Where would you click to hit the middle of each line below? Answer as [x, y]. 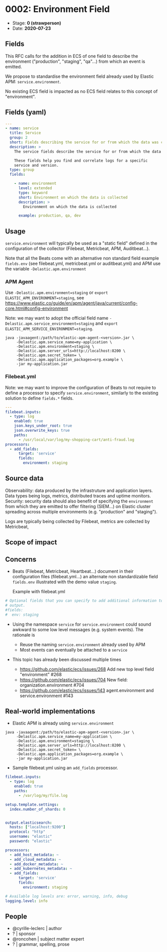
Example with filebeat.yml [39, 592]
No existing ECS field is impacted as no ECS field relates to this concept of [82, 91]
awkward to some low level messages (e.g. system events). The [78, 629]
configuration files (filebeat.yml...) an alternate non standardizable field [85, 577]
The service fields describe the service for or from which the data [88, 151]
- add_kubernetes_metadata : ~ [41, 869]
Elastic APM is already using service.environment [63, 723]
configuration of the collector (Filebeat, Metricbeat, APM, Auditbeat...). [78, 248]
